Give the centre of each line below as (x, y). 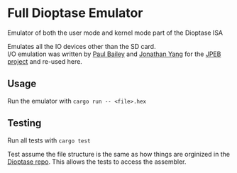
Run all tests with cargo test (49, 140)
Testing (24, 123)
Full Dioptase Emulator (75, 13)
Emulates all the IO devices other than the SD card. (82, 46)
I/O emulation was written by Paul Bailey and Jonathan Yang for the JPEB (114, 54)
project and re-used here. (45, 61)
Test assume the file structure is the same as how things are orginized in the (119, 154)
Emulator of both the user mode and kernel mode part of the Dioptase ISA (115, 33)
